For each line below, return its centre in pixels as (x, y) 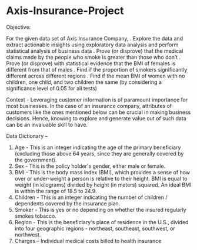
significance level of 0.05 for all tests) (51, 88)
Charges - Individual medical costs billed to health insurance (88, 241)
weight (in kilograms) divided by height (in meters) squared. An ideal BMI (103, 185)
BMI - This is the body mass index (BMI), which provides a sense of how (102, 172)
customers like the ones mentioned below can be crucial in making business (98, 112)
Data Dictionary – (27, 136)
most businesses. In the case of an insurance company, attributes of (89, 106)
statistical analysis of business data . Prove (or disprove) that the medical (95, 50)
